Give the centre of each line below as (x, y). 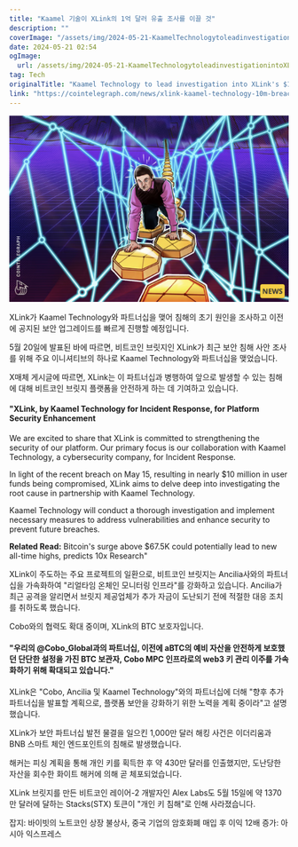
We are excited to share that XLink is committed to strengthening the (134, 438)
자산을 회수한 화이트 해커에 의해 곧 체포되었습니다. (96, 774)
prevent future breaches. (55, 529)
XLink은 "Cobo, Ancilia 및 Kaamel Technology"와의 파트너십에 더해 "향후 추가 (146, 692)
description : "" (39, 28)
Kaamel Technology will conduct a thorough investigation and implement (142, 510)
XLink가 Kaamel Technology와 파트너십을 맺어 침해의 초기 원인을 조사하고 (138, 317)
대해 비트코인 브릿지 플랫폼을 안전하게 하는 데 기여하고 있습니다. (128, 388)
